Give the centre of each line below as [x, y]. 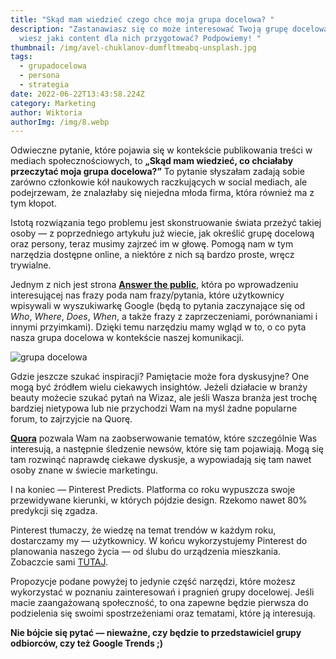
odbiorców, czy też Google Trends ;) [87, 643]
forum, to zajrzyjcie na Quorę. [71, 419]
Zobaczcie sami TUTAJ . [59, 562]
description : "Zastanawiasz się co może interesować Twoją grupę [149, 29]
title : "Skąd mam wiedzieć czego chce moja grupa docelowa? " [142, 19]
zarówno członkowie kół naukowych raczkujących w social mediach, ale [159, 182]
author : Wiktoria [46, 112]
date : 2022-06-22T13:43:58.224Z [77, 94]
